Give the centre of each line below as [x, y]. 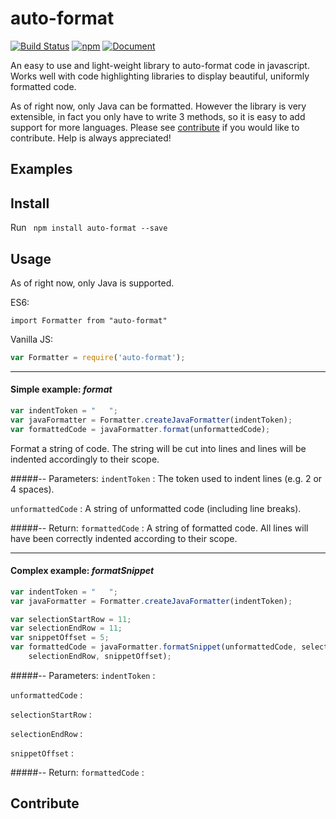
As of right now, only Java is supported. [92, 283]
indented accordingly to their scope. [85, 459]
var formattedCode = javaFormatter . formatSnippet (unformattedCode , [154, 647]
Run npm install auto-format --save [89, 228]
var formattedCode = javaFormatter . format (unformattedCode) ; [140, 429]
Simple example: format [61, 389]
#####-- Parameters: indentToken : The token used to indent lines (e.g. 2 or [166, 478]
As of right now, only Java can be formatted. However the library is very [158, 106]
